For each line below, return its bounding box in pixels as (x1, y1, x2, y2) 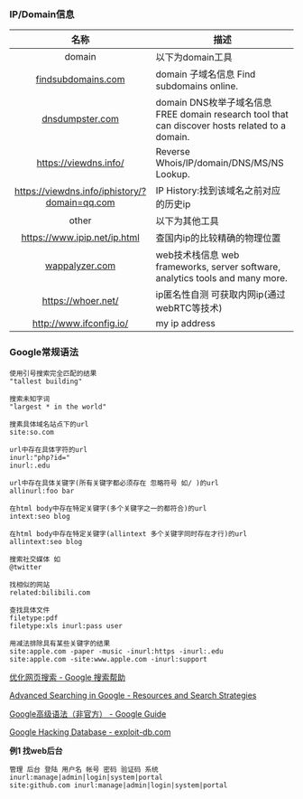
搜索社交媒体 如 (9, 554, 61, 564)
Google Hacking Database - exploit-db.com (9, 726, 171, 738)
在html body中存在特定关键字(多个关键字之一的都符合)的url (9, 503, 207, 512)
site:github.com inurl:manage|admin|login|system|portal (9, 780, 228, 790)
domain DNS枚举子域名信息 (155, 97, 272, 109)
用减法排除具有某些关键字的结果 (9, 639, 111, 648)
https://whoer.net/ (41, 295, 119, 307)
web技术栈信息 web (155, 249, 240, 261)
